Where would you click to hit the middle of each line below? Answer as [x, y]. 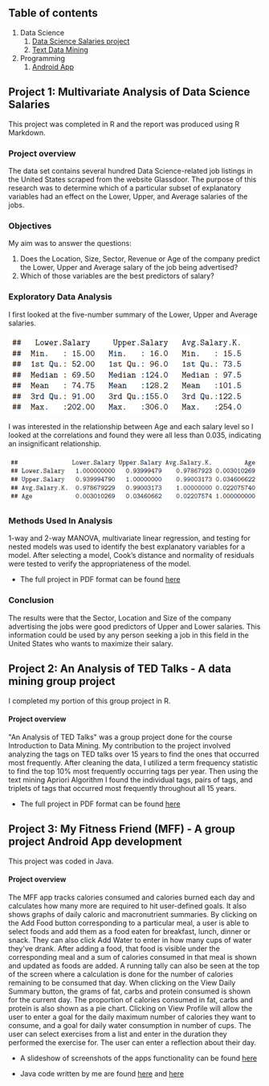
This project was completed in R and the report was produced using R [124, 124]
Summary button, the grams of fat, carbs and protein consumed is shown [130, 991]
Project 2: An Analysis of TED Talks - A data [120, 669]
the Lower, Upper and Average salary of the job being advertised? [129, 268]
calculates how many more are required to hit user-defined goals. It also [128, 906]
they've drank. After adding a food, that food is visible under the [114, 949]
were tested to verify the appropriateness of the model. [100, 564]
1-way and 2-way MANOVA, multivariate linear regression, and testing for [130, 539]
